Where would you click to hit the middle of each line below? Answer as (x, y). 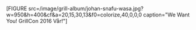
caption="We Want (166, 15)
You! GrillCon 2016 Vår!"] (37, 21)
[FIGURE (17, 9)
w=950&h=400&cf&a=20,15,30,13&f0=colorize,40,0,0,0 (74, 15)
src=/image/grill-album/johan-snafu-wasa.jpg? (86, 9)
